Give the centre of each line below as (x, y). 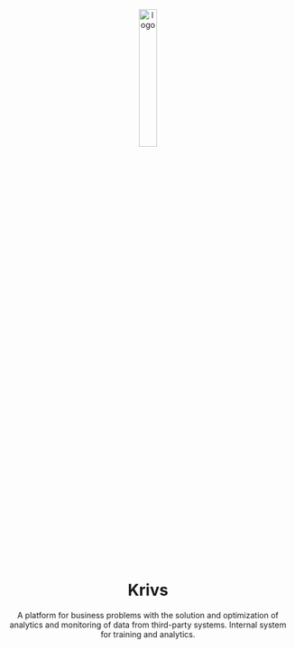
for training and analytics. (148, 634)
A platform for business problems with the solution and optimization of (148, 615)
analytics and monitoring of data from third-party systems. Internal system (148, 625)
